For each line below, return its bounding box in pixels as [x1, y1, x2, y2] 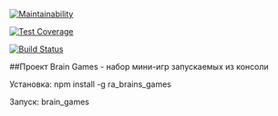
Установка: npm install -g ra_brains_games [9, 79, 171, 90]
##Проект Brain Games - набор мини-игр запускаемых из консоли [9, 62, 269, 72]
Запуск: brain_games [9, 96, 89, 107]
